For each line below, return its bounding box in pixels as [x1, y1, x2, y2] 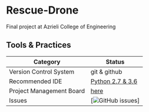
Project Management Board [9, 87, 85, 95]
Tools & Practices [6, 40, 72, 50]
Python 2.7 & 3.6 [90, 77, 138, 85]
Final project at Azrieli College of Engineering [6, 23, 116, 30]
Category [33, 57, 61, 65]
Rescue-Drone [6, 4, 79, 17]
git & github [90, 67, 122, 75]
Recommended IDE [9, 77, 62, 85]
